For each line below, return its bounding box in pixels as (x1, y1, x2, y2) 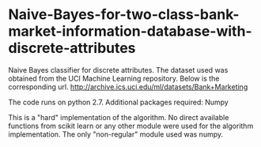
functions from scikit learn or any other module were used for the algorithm (8, 121, 254, 130)
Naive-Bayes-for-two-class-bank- (8, 6, 240, 24)
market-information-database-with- (8, 22, 252, 40)
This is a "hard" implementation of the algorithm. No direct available (8, 112, 229, 122)
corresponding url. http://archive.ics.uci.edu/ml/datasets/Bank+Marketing (8, 81, 248, 92)
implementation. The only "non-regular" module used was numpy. (8, 129, 224, 139)
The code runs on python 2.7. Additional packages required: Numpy (8, 97, 229, 107)
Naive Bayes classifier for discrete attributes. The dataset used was (8, 65, 229, 74)
